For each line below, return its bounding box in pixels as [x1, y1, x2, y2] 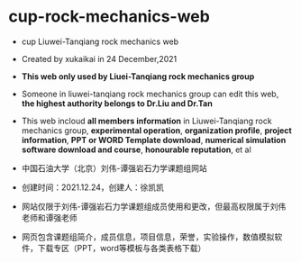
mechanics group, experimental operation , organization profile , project [21, 124, 292, 136]
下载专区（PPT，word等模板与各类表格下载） [37, 242, 206, 253]
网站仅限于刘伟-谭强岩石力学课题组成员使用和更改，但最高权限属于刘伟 [21, 201, 287, 212]
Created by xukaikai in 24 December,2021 [21, 53, 178, 64]
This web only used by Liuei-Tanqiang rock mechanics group [21, 70, 255, 82]
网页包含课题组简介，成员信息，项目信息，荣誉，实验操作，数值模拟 [21, 231, 275, 242]
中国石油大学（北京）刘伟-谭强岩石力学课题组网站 [21, 162, 208, 173]
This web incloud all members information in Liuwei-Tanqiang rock [21, 115, 272, 126]
